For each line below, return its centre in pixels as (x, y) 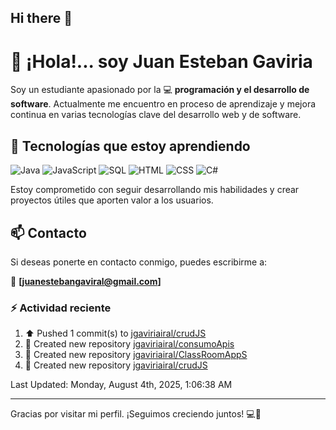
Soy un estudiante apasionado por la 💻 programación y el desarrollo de (160, 90)
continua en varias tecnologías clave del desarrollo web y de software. (156, 115)
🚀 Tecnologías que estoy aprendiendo (130, 146)
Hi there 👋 (41, 18)
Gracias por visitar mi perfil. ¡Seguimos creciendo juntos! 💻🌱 (136, 414)
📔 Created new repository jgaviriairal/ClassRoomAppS (136, 355)
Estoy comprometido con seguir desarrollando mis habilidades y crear (155, 190)
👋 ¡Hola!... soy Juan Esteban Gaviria (161, 61)
